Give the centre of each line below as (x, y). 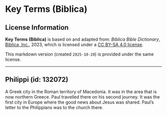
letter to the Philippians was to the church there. (54, 107)
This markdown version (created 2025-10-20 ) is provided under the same (80, 54)
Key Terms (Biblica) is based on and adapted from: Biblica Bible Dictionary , (83, 39)
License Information (37, 28)
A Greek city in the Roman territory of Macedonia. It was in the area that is (81, 91)
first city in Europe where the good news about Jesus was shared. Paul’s (80, 102)
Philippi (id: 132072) (37, 80)
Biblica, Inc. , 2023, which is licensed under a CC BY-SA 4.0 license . (74, 45)
